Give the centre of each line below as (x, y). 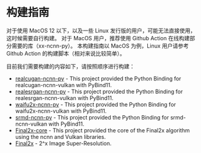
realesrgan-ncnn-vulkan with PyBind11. (64, 98)
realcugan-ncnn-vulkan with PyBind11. (63, 85)
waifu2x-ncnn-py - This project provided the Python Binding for (95, 104)
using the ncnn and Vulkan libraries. (60, 137)
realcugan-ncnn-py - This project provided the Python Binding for (98, 78)
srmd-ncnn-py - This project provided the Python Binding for (92, 117)
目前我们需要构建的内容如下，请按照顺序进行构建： (71, 66)
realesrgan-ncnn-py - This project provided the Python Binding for (99, 91)
